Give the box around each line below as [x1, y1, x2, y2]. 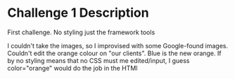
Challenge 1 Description [7, 5, 149, 21]
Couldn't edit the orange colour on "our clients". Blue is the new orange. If [7, 49, 222, 57]
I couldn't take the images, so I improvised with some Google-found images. [7, 41, 229, 50]
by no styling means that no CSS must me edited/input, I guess [7, 56, 190, 64]
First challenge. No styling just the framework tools [7, 28, 155, 36]
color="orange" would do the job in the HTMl [7, 64, 138, 72]
